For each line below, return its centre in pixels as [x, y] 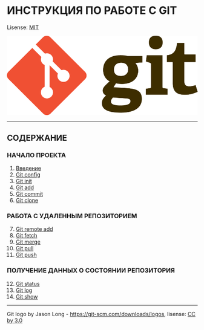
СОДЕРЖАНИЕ [37, 137]
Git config [28, 175]
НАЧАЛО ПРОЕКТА [36, 155]
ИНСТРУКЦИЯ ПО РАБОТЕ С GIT [92, 11]
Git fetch [26, 236]
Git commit [29, 194]
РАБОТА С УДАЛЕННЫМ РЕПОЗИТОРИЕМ [72, 216]
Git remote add [34, 229]
